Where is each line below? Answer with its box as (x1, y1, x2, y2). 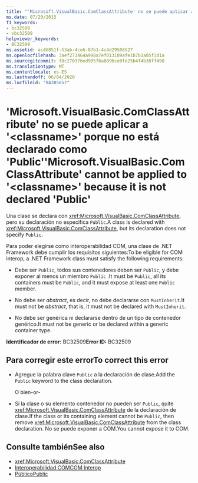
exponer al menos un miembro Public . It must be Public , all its (14, 272, 166, 280)
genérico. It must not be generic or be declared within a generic (14, 320, 169, 327)
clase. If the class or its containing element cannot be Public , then (14, 412, 174, 419)
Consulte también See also (6, 442, 105, 452)
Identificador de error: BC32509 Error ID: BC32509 (6, 338, 131, 345)
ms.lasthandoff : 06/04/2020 (6, 74, 75, 80)
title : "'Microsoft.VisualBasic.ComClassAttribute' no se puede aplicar (6, 8, 189, 15)
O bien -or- (14, 388, 41, 395)
